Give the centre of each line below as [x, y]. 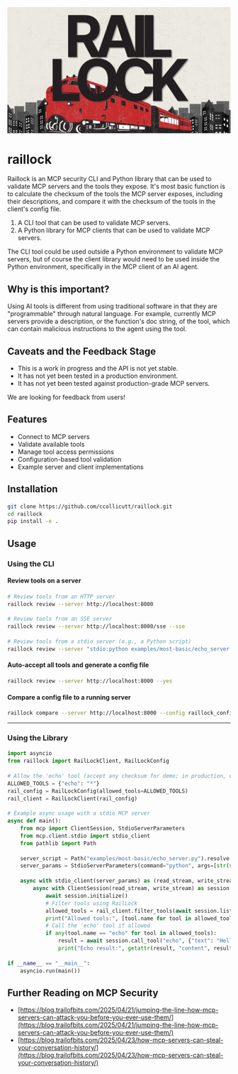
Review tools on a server [44, 581]
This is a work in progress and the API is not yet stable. [98, 369]
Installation [33, 489]
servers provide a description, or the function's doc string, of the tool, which [119, 321]
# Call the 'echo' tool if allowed [98, 926]
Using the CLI [31, 563]
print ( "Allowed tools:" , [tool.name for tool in [118, 918]
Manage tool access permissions [66, 452]
